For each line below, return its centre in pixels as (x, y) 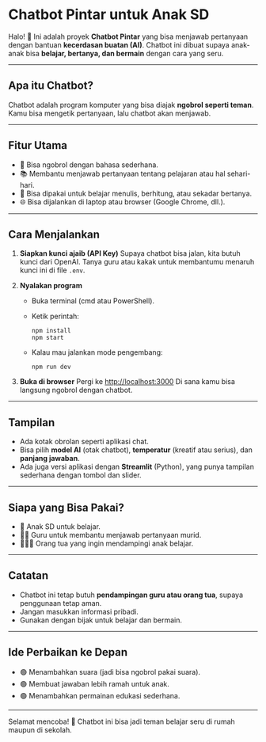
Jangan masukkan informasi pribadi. (79, 611)
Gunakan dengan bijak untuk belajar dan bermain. (101, 620)
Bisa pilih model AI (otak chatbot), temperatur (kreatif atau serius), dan (136, 450)
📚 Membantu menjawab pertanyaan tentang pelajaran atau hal (122, 173)
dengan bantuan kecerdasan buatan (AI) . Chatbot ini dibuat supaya (119, 44)
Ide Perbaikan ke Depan (68, 652)
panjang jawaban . (50, 459)
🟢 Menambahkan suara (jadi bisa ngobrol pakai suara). (110, 672)
